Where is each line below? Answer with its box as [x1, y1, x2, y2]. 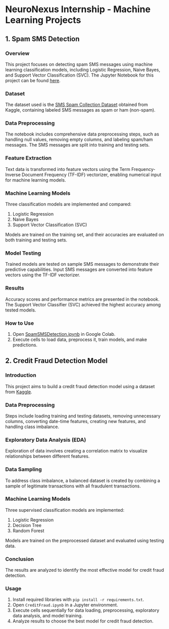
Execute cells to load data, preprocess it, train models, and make [12, 336, 147, 342]
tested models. [5, 307, 36, 313]
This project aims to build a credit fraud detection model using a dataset [5, 383, 155, 389]
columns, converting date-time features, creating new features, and [5, 418, 146, 424]
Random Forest [12, 528, 44, 534]
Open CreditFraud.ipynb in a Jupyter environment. [12, 602, 119, 608]
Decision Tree [12, 522, 42, 528]
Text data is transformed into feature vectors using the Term [5, 166, 131, 172]
